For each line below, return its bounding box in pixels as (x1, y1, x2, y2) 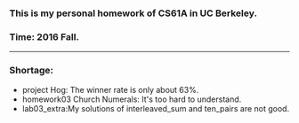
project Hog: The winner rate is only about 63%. (21, 84, 199, 95)
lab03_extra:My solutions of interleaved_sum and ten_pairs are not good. (21, 103, 290, 113)
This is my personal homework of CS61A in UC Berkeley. (9, 7, 258, 19)
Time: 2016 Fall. (9, 30, 80, 42)
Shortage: (9, 65, 54, 77)
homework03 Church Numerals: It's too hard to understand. (21, 94, 242, 104)
